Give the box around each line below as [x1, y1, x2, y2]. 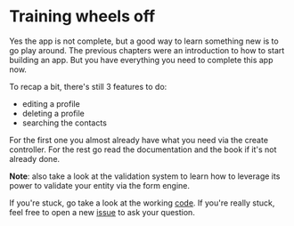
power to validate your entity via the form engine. [9, 180, 190, 190]
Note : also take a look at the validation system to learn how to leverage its [9, 171, 281, 182]
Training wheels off [9, 6, 156, 27]
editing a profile [21, 98, 80, 109]
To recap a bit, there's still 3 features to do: [9, 81, 167, 92]
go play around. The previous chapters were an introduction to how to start [9, 44, 285, 55]
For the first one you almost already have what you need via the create [9, 134, 269, 145]
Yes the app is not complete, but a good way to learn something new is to [9, 36, 279, 46]
